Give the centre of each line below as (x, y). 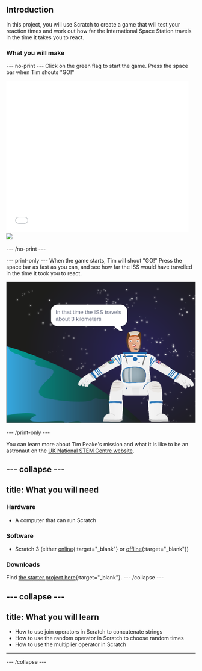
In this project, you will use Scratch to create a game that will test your (93, 24)
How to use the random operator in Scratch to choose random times (99, 638)
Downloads (23, 564)
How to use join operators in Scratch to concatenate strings (89, 631)
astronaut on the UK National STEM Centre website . (70, 451)
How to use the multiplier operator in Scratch (70, 644)
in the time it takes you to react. (45, 37)
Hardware (21, 507)
